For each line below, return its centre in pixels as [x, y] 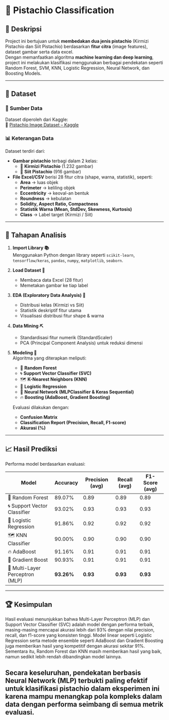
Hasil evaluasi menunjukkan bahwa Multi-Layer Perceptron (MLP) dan [77, 619]
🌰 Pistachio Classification [60, 10]
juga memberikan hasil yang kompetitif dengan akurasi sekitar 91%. [75, 646]
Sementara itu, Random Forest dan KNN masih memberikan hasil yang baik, [83, 651]
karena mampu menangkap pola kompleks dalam [84, 696]
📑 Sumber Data [24, 108]
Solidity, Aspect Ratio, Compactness [59, 204]
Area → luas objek [39, 182]
